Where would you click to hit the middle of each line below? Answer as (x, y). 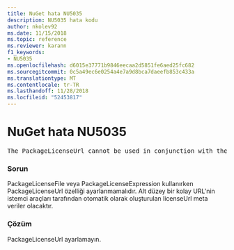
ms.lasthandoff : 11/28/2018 (48, 91)
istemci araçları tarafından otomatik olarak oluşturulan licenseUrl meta (108, 199)
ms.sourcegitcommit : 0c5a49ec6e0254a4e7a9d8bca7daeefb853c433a (101, 72)
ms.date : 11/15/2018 (37, 33)
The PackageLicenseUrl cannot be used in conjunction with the (117, 151)
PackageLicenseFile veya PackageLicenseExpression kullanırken (100, 184)
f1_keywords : (26, 53)
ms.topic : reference (37, 40)
